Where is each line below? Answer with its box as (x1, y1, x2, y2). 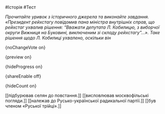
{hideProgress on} (5, 64, 43, 69)
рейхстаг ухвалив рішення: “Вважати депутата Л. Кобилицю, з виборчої (5, 24, 160, 30)
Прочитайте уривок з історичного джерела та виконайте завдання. (5, 14, 149, 19)
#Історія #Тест (5, 4, 36, 10)
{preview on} (5, 54, 32, 60)
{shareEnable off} (5, 73, 41, 79)
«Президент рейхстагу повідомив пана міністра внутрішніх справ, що (5, 19, 155, 25)
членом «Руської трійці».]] (5, 103, 62, 109)
